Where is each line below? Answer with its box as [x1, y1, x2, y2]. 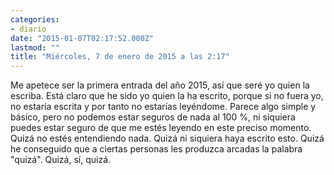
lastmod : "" [10, 42, 60, 53]
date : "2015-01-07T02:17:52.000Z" [10, 33, 155, 43]
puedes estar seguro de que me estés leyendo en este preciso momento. [10, 122, 312, 134]
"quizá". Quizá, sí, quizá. [10, 154, 112, 166]
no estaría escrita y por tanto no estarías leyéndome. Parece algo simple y [10, 101, 317, 113]
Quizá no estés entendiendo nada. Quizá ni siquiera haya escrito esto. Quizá [10, 132, 325, 145]
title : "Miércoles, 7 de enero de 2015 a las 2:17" [10, 52, 230, 62]
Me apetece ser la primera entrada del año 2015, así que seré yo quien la [10, 79, 310, 91]
